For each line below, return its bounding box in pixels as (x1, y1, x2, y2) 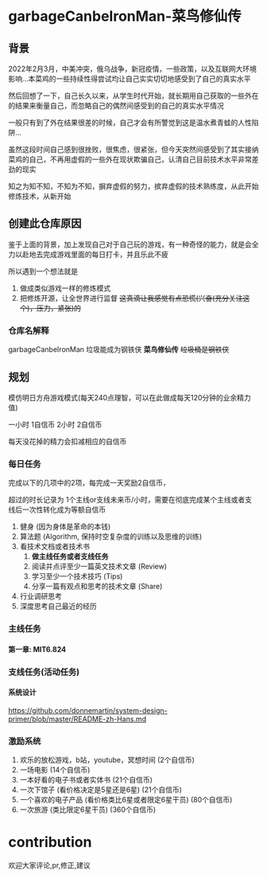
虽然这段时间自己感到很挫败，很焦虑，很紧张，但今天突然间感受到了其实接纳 (8, 145, 259, 154)
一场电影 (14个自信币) (19, 765, 91, 775)
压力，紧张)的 (36, 303, 82, 313)
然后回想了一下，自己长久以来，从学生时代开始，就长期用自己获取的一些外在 (8, 91, 259, 100)
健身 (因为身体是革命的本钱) (19, 522, 111, 532)
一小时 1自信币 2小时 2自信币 (8, 419, 103, 429)
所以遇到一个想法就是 (8, 266, 78, 275)
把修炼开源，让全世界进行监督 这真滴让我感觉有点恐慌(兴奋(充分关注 (19, 293, 243, 302)
